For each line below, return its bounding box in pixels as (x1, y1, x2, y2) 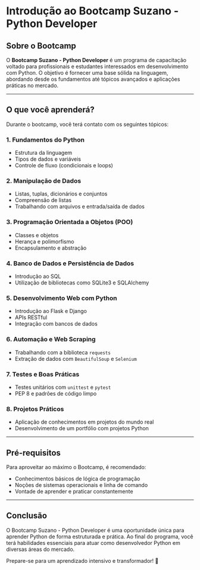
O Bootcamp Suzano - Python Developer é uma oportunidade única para (6, 526, 185, 534)
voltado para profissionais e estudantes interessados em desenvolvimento (6, 63, 189, 70)
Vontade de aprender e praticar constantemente (14, 488, 133, 495)
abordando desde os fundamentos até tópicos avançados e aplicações (6, 76, 180, 82)
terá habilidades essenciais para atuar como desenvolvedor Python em (6, 539, 180, 546)
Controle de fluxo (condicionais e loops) (14, 162, 113, 169)
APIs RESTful (14, 314, 48, 321)
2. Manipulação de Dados (6, 177, 82, 185)
